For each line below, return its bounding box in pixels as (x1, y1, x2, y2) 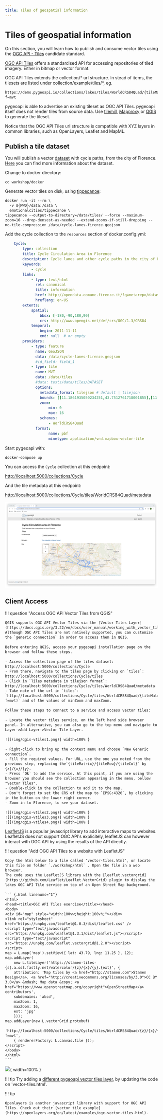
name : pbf (48, 431, 68, 436)
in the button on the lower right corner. (5, 795, 92, 800)
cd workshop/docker (5, 180, 45, 185)
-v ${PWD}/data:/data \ (9, 203, 57, 208)
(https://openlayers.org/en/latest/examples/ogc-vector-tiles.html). (5, 1110, 149, 1115)
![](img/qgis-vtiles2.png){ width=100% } (5, 810, 90, 815)
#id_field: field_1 (35, 359, 75, 364)
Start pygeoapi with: (5, 445, 46, 451)
